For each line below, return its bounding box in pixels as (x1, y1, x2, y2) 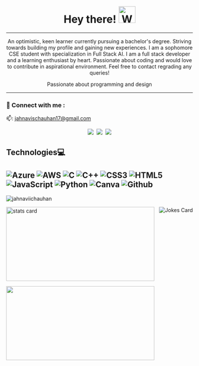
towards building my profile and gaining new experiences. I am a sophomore (6, 44, 193, 51)
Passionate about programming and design (47, 81, 152, 88)
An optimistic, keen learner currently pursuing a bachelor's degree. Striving (8, 37, 191, 44)
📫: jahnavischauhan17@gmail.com (6, 115, 91, 122)
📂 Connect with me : (6, 101, 65, 109)
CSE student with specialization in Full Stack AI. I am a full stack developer (8, 50, 191, 57)
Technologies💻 (6, 147, 66, 157)
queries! (89, 69, 110, 76)
